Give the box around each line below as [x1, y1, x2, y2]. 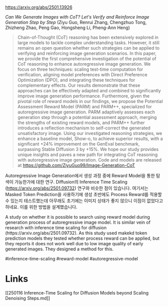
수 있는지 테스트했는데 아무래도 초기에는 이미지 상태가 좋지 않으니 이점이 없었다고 [5, 198, 163, 204]
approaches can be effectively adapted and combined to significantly [17, 88, 161, 93]
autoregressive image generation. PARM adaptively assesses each [17, 109, 155, 115]
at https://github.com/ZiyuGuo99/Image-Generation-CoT [17, 163, 135, 168]
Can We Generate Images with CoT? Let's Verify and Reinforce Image [5, 14, 149, 20]
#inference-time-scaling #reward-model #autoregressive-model [5, 256, 138, 261]
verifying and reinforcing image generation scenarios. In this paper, [17, 50, 157, 56]
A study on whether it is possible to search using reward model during [5, 214, 150, 220]
